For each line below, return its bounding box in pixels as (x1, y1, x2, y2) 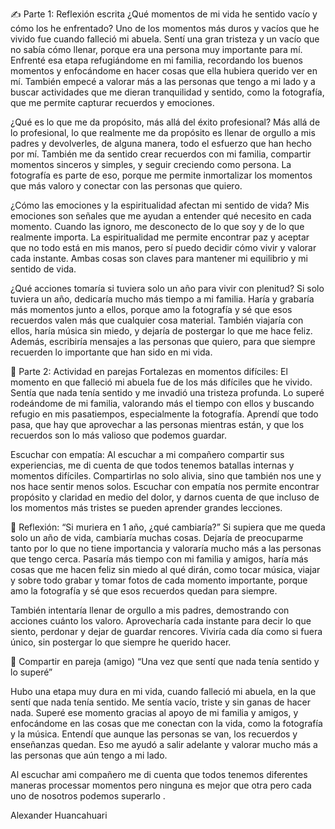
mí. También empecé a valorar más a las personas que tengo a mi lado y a (10, 76, 316, 87)
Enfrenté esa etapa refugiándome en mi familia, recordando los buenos (10, 54, 303, 66)
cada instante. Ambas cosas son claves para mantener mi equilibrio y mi (10, 253, 308, 264)
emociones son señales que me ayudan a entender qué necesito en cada (10, 210, 312, 222)
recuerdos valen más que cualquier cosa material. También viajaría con (10, 314, 304, 326)
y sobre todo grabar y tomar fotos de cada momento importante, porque (10, 574, 308, 586)
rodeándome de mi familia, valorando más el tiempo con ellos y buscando (10, 398, 315, 409)
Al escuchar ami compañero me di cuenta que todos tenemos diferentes (10, 769, 308, 780)
